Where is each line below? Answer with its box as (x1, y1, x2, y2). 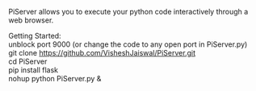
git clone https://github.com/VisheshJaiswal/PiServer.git (8, 48, 196, 57)
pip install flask (8, 65, 59, 75)
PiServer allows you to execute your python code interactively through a (8, 7, 249, 16)
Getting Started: (8, 31, 62, 40)
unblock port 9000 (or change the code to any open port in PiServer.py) (8, 39, 248, 49)
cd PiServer (8, 56, 48, 66)
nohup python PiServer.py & (8, 74, 102, 83)
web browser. (8, 15, 54, 25)
